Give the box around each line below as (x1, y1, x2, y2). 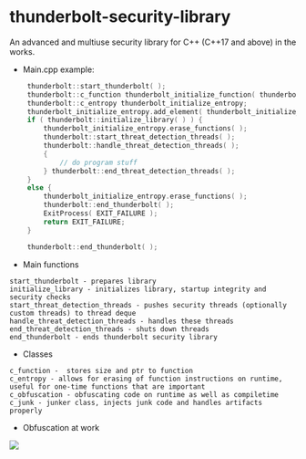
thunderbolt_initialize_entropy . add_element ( (26, 107, 203, 116)
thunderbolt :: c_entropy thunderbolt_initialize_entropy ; (26, 99, 248, 108)
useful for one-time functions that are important (9, 381, 206, 391)
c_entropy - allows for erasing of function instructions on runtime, (9, 374, 283, 383)
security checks (9, 292, 71, 302)
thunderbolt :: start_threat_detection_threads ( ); (43, 132, 236, 142)
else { (26, 183, 52, 193)
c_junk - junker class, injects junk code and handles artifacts (9, 398, 262, 407)
